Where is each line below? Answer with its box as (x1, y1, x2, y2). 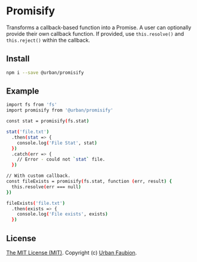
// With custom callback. (6, 173, 70, 179)
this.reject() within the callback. (6, 36, 91, 43)
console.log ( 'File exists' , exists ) (17, 211, 109, 217)
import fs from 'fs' (6, 102, 58, 108)
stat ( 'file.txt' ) (6, 129, 50, 135)
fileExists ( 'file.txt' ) (6, 200, 66, 206)
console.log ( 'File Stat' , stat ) (17, 140, 97, 146)
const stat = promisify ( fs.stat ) (6, 118, 90, 124)
